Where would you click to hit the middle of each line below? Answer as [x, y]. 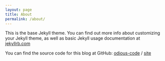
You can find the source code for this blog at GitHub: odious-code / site [78, 53]
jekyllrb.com [18, 44]
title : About [19, 14]
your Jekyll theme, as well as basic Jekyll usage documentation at [73, 38]
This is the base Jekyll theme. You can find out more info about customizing [82, 33]
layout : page [19, 10]
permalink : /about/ [25, 19]
